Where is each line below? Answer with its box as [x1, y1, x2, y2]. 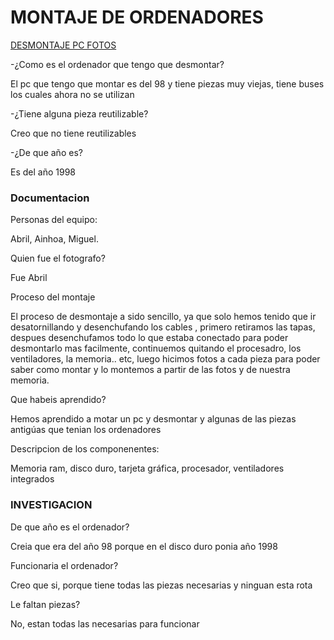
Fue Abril [10, 272, 48, 284]
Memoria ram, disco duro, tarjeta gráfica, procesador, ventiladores [10, 462, 285, 475]
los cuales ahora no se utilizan [10, 88, 135, 100]
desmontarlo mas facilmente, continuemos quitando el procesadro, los [10, 342, 302, 355]
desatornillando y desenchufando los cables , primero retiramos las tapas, [10, 321, 316, 333]
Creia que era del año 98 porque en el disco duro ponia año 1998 [10, 540, 278, 552]
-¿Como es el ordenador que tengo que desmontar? [10, 58, 225, 70]
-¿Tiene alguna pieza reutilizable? [10, 107, 149, 120]
